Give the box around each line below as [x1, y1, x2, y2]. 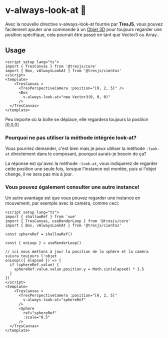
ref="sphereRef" [23, 310, 57, 315]
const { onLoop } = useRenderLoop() [5, 240, 81, 245]
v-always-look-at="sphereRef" [23, 297, 86, 302]
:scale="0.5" [23, 315, 50, 320]
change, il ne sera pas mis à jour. [5, 171, 73, 177]
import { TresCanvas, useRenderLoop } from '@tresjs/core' [5, 218, 131, 224]
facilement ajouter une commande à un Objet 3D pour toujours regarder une [5, 26, 162, 32]
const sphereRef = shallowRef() [5, 232, 72, 237]
